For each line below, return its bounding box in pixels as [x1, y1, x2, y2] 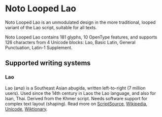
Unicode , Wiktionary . [5, 106, 48, 112]
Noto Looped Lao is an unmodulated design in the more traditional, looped [5, 19, 156, 25]
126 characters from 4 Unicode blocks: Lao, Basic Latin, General [5, 39, 136, 45]
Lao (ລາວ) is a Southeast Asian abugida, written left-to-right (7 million [5, 85, 146, 91]
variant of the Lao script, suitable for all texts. [5, 24, 97, 30]
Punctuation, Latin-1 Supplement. [5, 44, 73, 50]
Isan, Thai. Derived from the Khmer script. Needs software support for [5, 95, 148, 101]
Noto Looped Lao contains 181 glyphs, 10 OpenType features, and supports [5, 34, 158, 40]
